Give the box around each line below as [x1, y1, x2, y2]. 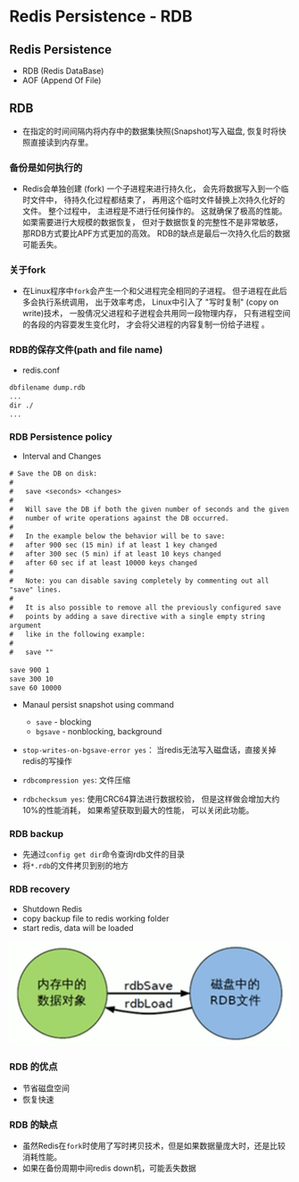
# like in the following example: [9, 630, 145, 639]
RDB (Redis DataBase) [21, 65, 104, 76]
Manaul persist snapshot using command [21, 700, 174, 709]
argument [9, 621, 42, 630]
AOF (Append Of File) [21, 75, 102, 86]
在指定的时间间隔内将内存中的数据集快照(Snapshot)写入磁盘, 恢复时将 [21, 125, 279, 136]
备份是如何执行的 [9, 161, 83, 173]
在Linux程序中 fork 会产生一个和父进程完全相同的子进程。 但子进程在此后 [21, 286, 287, 297]
